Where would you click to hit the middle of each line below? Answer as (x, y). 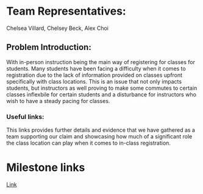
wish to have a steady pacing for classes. (58, 101)
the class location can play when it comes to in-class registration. (88, 143)
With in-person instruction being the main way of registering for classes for (101, 62)
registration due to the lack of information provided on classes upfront (94, 75)
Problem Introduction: (49, 47)
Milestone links (46, 167)
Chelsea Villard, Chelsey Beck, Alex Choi (57, 28)
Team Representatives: (66, 11)
